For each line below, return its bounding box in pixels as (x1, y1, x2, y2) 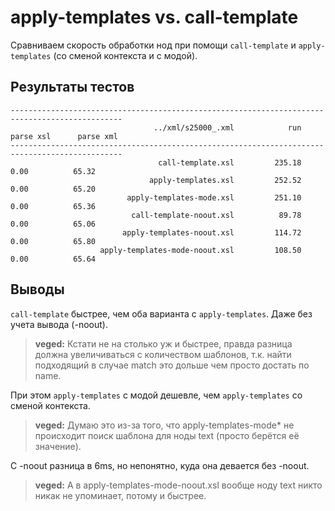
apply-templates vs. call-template (10, 6, 299, 29)
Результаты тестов (10, 79, 135, 96)
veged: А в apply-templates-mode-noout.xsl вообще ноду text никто (34, 479, 323, 491)
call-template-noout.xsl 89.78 (131, 210, 302, 220)
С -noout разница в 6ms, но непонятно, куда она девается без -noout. (10, 459, 310, 471)
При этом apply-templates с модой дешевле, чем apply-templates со (10, 389, 303, 401)
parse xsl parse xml (10, 131, 118, 141)
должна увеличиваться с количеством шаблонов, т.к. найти (34, 348, 292, 360)
